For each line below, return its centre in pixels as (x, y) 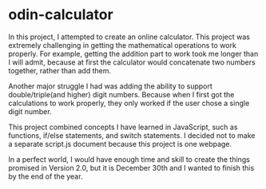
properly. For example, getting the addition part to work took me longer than (133, 53)
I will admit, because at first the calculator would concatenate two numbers (132, 62)
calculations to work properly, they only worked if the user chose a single (129, 103)
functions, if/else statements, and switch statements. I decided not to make (132, 135)
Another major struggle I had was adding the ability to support (111, 86)
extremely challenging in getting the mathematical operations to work (123, 45)
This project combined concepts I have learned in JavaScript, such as (123, 127)
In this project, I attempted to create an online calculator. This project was (129, 37)
